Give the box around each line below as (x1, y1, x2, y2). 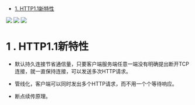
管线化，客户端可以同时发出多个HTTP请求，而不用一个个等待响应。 (14, 80, 177, 87)
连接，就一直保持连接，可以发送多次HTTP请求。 (14, 67, 132, 74)
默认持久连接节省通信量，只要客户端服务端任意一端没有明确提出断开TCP (14, 60, 189, 67)
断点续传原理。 (14, 93, 51, 100)
